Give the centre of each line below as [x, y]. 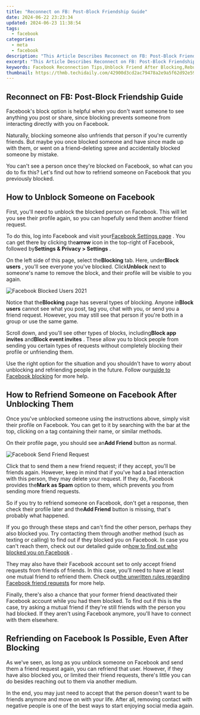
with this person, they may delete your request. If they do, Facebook [90, 478]
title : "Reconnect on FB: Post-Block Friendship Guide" [77, 12]
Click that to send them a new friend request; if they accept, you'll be [91, 466]
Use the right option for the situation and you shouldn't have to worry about [99, 363]
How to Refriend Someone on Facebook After [92, 395]
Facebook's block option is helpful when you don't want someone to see [95, 112]
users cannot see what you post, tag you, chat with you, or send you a [93, 308]
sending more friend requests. [43, 491]
